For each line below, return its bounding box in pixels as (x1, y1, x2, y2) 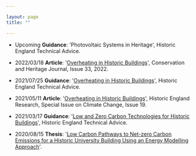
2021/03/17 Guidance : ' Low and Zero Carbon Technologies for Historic (14, 113, 190, 120)
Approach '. (14, 143, 42, 150)
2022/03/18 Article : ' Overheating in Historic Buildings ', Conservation (14, 59, 185, 66)
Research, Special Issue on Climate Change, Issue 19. (14, 101, 147, 108)
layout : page (6, 14, 39, 20)
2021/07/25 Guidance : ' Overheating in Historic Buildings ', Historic (14, 77, 177, 84)
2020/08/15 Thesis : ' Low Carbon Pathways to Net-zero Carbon (14, 130, 172, 138)
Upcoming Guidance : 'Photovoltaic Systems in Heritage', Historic (14, 41, 176, 48)
